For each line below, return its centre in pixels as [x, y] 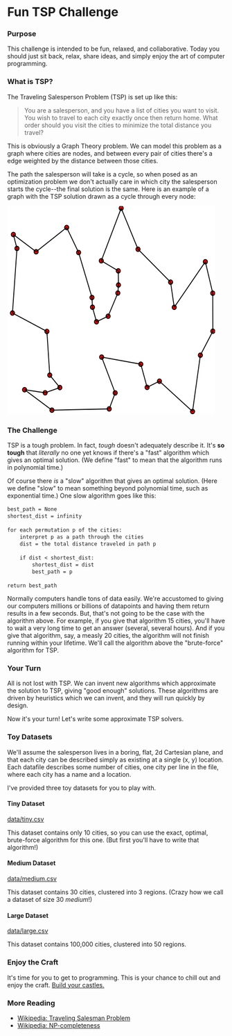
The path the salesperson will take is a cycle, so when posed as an [102, 174]
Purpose [22, 34]
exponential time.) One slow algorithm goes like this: [82, 496]
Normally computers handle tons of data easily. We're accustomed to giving [115, 599]
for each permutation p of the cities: [65, 530]
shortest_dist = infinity [44, 516]
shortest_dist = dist [63, 565]
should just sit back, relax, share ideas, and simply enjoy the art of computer [116, 56]
